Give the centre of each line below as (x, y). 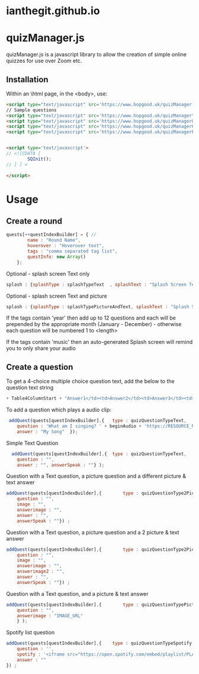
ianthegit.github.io (53, 11)
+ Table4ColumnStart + (34, 398)
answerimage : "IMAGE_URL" (50, 616)
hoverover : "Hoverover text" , (66, 246)
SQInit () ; (39, 159)
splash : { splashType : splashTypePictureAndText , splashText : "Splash (98, 306)
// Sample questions (32, 110)
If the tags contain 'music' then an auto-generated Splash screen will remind (99, 342)
